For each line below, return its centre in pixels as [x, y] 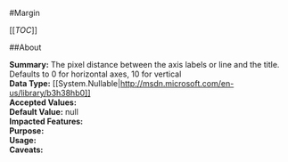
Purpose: [27, 131]
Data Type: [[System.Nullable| [65, 83]
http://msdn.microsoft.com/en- [177, 83]
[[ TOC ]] [23, 30]
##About [25, 47]
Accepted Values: [43, 102]
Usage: [23, 140]
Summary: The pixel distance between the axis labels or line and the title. [144, 65]
